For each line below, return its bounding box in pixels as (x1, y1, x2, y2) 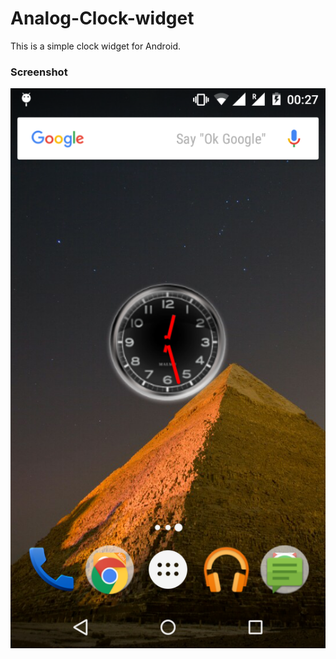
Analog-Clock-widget (10, 7, 195, 30)
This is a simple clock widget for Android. (10, 40, 182, 52)
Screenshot (10, 65, 68, 79)
